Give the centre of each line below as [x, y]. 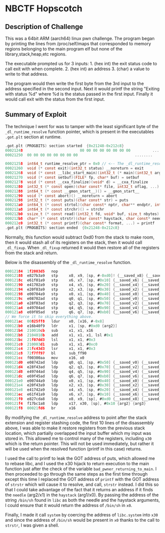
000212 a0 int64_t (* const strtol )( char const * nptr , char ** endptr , [79, 205]
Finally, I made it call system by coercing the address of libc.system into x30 [82, 515]
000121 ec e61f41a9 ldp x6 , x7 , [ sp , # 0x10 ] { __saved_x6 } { [74, 395]
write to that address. [27, 74]
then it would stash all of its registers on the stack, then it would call [74, 242]
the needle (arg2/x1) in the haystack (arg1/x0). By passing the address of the [82, 495]
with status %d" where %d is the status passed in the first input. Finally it [79, 94]
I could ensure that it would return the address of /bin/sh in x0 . [69, 505]
